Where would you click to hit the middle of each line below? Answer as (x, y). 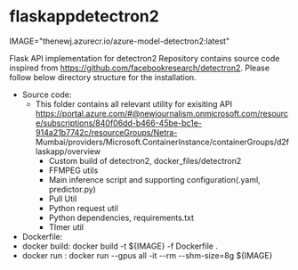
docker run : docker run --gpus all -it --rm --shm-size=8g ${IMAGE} (147, 255)
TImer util (66, 227)
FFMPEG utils (73, 170)
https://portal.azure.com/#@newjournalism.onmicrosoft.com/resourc (162, 113)
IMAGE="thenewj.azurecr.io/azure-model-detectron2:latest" (119, 41)
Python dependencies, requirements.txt (121, 217)
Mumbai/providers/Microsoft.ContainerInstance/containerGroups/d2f (162, 142)
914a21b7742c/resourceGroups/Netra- (106, 132)
